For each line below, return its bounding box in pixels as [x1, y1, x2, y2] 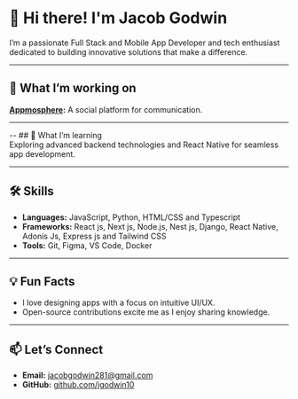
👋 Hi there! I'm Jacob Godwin [9, 8, 228, 28]
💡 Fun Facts [9, 274, 75, 289]
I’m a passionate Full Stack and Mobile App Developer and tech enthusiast [9, 37, 280, 48]
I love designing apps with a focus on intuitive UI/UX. [21, 297, 216, 309]
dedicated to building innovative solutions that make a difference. [9, 46, 248, 57]
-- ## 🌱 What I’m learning [9, 129, 102, 140]
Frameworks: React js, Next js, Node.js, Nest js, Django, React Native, [21, 221, 278, 231]
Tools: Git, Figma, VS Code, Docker [21, 239, 153, 251]
